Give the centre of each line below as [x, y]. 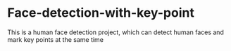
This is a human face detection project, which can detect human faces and [115, 32]
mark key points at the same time [56, 39]
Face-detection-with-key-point [101, 13]
